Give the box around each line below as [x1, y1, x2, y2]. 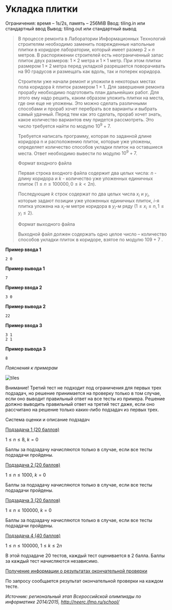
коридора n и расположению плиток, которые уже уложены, [17, 138, 152, 145]
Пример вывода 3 [5, 346, 46, 352]
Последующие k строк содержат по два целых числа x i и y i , [17, 191, 150, 199]
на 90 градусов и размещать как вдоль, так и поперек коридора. [17, 68, 162, 75]
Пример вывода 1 [5, 265, 45, 272]
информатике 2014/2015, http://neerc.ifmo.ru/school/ [5, 599, 120, 605]
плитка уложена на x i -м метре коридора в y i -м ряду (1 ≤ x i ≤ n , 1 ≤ [17, 203, 164, 210]
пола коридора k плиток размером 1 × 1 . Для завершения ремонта [17, 83, 165, 90]
